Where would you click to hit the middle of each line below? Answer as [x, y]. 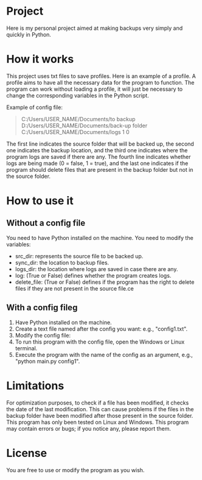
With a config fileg [42, 308]
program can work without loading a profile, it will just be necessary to [95, 89]
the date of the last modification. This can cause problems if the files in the [100, 409]
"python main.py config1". [47, 361]
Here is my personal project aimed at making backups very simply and [95, 28]
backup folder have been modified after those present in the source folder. [100, 415]
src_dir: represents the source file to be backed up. [79, 256]
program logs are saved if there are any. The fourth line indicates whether [99, 157]
